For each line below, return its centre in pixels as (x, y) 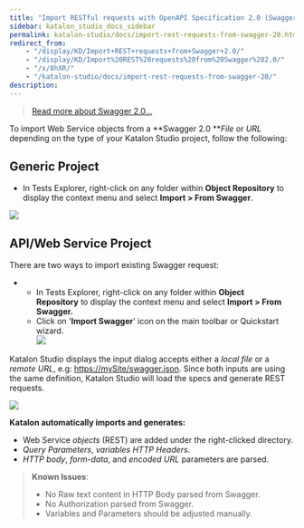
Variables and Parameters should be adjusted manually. (148, 514)
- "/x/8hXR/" (50, 69)
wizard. (50, 331)
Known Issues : (60, 477)
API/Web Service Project (81, 243)
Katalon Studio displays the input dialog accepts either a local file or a (139, 360)
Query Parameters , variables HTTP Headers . (106, 450)
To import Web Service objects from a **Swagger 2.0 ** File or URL (136, 129)
